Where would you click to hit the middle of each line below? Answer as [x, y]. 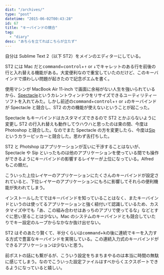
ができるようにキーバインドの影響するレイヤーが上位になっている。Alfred [79, 159]
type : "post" [18, 14]
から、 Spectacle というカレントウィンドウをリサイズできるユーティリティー [81, 95]
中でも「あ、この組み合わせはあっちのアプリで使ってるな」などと [88, 210]
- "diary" [19, 37]
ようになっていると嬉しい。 [37, 268]
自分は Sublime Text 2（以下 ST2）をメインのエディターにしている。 [74, 56]
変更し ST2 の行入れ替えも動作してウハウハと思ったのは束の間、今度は [76, 124]
